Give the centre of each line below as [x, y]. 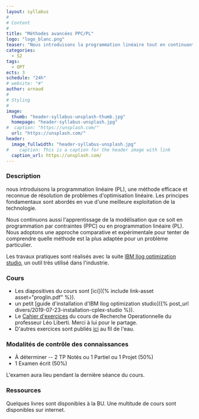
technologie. [21, 208]
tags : [13, 61]
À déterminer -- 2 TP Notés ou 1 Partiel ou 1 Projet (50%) [84, 357]
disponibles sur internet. [36, 409]
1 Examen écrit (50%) [41, 364]
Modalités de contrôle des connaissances [68, 344]
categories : [21, 51]
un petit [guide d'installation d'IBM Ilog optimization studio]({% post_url [102, 303]
